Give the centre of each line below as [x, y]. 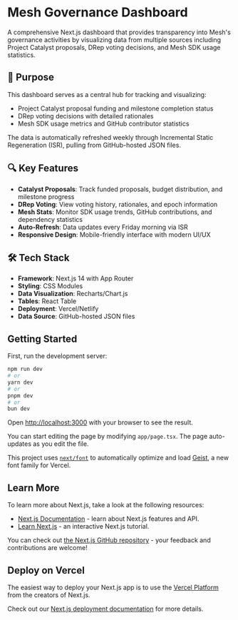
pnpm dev [20, 396]
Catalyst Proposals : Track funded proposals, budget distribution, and [120, 189]
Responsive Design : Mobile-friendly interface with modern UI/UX [114, 234]
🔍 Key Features [43, 168]
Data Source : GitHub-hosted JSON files [76, 316]
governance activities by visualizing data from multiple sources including [114, 39]
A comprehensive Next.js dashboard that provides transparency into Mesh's [119, 32]
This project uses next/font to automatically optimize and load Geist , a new [118, 458]
